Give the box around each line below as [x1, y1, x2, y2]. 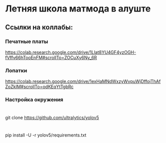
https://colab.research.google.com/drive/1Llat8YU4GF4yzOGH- [5, 49, 136, 55]
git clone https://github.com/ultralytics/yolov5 [5, 114, 99, 120]
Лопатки [5, 67, 27, 74]
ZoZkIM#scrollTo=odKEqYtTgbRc [5, 83, 74, 90]
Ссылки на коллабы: [5, 23, 73, 31]
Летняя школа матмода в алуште [5, 3, 151, 14]
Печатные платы [5, 38, 48, 45]
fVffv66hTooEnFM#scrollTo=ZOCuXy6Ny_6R [5, 54, 97, 60]
